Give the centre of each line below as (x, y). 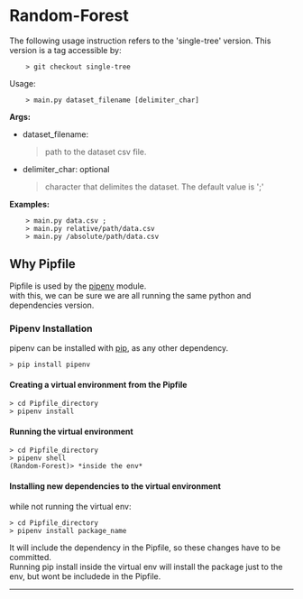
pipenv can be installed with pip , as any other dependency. (119, 348)
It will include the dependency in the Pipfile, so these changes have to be (145, 548)
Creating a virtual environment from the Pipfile (98, 384)
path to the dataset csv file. (96, 152)
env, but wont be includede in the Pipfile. (85, 576)
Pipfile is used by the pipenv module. (78, 286)
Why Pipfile (43, 264)
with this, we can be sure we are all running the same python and (130, 295)
